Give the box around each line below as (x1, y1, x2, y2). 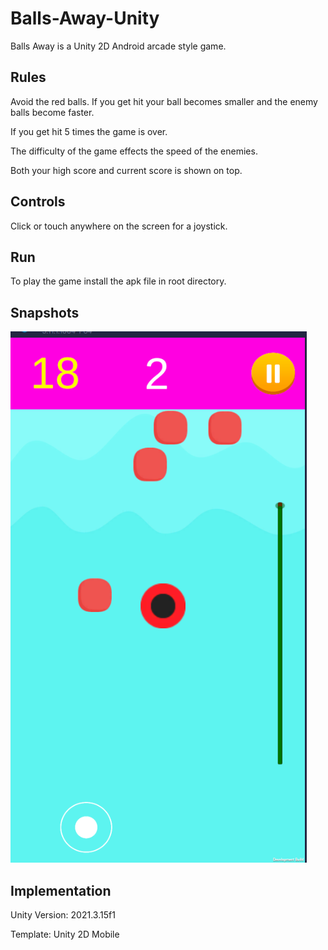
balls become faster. (10, 106, 95, 118)
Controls (10, 193, 66, 211)
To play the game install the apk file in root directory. (10, 275, 227, 287)
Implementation (10, 882, 112, 899)
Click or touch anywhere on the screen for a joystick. (10, 220, 228, 232)
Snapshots (10, 304, 80, 321)
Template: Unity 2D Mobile (10, 928, 120, 940)
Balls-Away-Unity (10, 7, 160, 30)
